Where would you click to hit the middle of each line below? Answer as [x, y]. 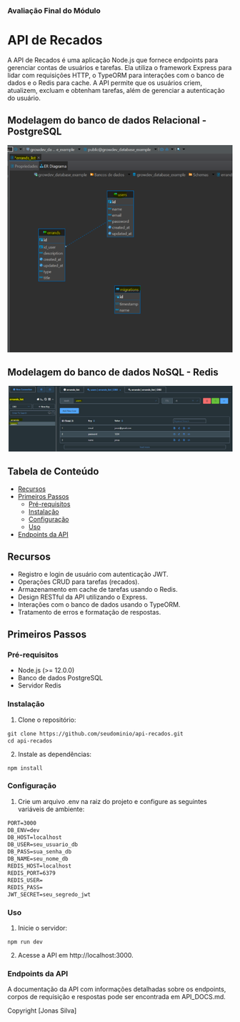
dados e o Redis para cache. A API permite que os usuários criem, [105, 83]
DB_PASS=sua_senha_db [40, 852]
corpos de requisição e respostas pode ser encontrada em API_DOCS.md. [117, 997]
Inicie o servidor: [42, 928]
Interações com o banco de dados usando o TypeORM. [99, 604]
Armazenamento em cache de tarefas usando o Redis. [98, 589]
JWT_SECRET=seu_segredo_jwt [49, 894]
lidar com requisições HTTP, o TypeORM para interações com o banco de [116, 75]
